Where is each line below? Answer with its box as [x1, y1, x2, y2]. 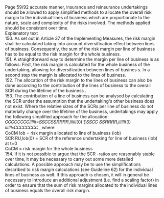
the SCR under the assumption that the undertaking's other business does [5, 98, 155, 104]
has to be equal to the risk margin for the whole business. [5, 51, 121, 57]
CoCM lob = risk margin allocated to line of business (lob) [5, 130, 121, 136]
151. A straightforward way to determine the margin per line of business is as [5, 57, 159, 62]
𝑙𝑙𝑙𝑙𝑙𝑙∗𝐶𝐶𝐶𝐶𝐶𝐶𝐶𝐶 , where [5, 125, 55, 130]
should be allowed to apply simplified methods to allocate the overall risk [5, 9, 152, 15]
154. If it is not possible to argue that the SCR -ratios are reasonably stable [5, 151, 155, 157]
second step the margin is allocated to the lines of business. [5, 72, 126, 78]
